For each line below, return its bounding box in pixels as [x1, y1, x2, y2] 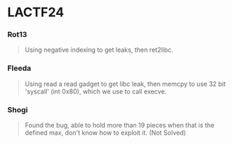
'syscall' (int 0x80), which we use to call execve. [24, 87, 167, 96]
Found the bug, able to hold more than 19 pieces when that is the [24, 121, 215, 130]
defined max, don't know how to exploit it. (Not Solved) [24, 128, 187, 137]
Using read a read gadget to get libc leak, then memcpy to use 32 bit [24, 79, 226, 88]
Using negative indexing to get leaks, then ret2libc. [24, 45, 174, 54]
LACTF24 [7, 4, 65, 21]
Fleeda [7, 63, 32, 73]
